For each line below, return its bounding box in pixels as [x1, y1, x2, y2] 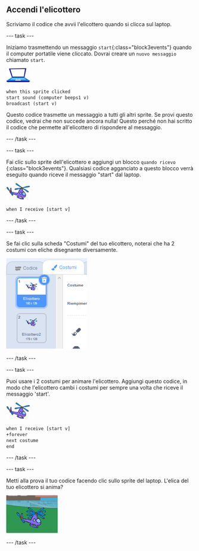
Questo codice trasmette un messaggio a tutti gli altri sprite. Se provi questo [6, 111, 193, 118]
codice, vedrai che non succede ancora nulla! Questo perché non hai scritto [6, 117, 192, 124]
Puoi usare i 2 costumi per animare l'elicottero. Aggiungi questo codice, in [6, 378, 188, 385]
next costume [6, 437, 39, 443]
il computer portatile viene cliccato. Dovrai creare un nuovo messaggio [6, 50, 177, 57]
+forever [6, 431, 28, 437]
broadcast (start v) [6, 101, 58, 107]
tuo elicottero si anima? [6, 483, 64, 490]
